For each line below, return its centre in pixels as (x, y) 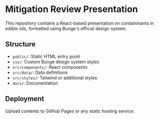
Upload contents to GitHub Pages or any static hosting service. (70, 111)
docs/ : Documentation (35, 83)
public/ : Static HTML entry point (46, 56)
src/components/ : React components (50, 67)
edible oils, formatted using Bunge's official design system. (66, 28)
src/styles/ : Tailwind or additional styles (55, 78)
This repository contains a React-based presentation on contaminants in (79, 23)
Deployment (25, 99)
